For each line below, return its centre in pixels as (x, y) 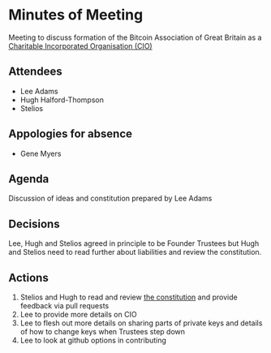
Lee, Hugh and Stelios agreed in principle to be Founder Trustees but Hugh (134, 243)
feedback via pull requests (65, 306)
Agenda (29, 179)
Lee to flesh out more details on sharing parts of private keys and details (141, 323)
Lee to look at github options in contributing (93, 340)
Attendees (35, 72)
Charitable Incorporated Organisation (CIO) (80, 45)
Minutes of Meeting (76, 15)
